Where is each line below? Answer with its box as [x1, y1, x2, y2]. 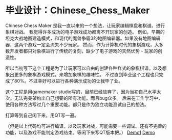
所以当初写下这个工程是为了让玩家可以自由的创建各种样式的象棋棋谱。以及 [5, 65, 162, 71]
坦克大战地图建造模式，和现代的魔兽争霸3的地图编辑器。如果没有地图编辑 [5, 35, 161, 41]
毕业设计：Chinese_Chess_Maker [5, 5, 150, 16]
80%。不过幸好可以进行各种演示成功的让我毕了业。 [14, 77, 123, 84]
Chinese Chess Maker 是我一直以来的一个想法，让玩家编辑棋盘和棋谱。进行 [5, 22, 165, 29]
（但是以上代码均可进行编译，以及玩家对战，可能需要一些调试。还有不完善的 [5, 123, 167, 129]
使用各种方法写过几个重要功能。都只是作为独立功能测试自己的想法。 [5, 101, 149, 107]
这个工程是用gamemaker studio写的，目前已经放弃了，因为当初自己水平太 [5, 89, 161, 95]
